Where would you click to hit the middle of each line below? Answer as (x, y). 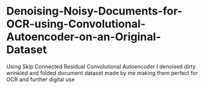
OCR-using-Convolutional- (76, 24)
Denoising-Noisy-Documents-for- (94, 11)
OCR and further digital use (40, 79)
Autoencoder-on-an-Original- (84, 37)
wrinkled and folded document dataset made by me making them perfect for (102, 73)
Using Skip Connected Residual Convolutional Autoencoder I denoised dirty (101, 66)
